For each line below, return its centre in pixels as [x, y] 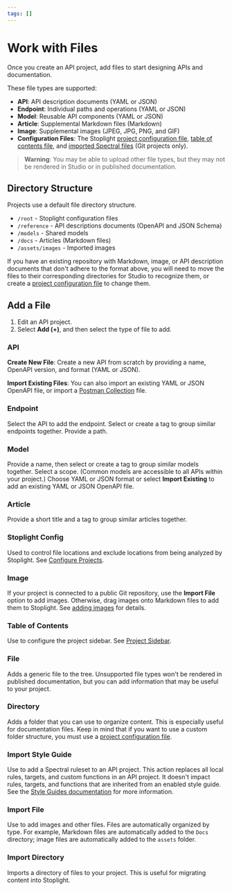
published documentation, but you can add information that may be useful [113, 681]
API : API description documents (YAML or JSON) [87, 101]
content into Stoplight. [39, 880]
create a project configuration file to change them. [79, 283]
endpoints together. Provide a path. [57, 431]
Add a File [29, 305]
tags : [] [20, 14]
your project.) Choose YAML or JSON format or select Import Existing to [111, 479]
